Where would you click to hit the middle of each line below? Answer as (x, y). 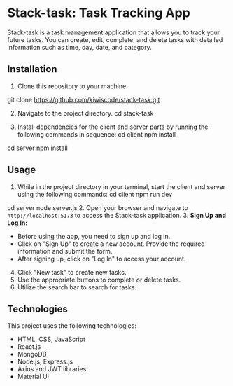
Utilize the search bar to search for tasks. (77, 287)
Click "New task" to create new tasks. (72, 272)
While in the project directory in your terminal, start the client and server (121, 186)
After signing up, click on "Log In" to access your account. (101, 259)
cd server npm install (37, 148)
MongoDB (32, 354)
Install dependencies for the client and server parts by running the (113, 127)
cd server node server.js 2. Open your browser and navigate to (98, 207)
